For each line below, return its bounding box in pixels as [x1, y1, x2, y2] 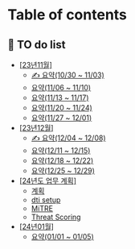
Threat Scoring [31, 212, 81, 222]
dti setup [31, 195, 61, 205]
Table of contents [7, 6, 128, 24]
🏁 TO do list [7, 38, 66, 52]
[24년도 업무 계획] [18, 176, 77, 185]
